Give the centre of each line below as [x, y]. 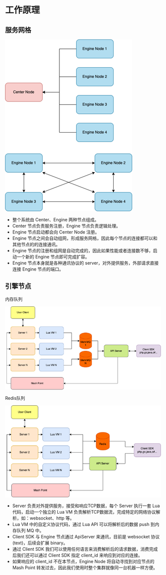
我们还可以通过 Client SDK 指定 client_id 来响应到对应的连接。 [80, 555]
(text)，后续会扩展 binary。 [40, 543]
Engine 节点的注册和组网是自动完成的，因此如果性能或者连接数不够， [83, 251]
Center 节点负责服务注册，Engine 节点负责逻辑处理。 [66, 226]
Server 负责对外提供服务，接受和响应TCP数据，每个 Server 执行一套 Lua [86, 506]
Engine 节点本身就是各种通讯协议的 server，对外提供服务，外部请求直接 [85, 263]
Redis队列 [15, 398]
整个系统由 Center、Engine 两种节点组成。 [56, 220]
